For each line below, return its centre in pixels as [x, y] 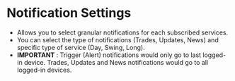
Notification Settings [69, 13]
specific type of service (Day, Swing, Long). [81, 47]
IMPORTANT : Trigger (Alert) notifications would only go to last [109, 55]
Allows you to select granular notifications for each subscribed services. [122, 32]
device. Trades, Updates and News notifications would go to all [116, 62]
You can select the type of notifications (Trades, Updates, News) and [117, 39]
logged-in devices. [44, 70]
